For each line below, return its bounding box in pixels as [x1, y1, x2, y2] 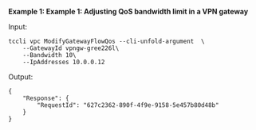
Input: [8, 22, 28, 31]
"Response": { [22, 94, 69, 102]
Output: [8, 72, 33, 82]
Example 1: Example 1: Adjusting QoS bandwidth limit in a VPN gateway [8, 7, 249, 16]
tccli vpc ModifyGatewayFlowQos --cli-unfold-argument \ [8, 37, 205, 45]
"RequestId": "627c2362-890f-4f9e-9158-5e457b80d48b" [37, 101, 219, 109]
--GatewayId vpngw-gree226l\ [22, 44, 120, 52]
